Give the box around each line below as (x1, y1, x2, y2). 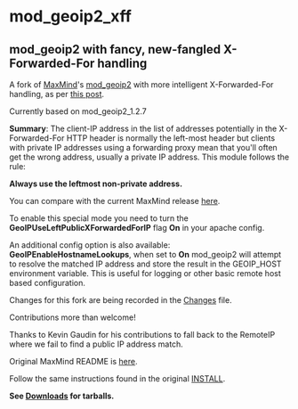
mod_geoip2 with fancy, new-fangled (9, 42, 221, 57)
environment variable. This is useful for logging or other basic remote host (9, 268, 282, 278)
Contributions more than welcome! (9, 312, 136, 323)
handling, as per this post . (9, 89, 105, 99)
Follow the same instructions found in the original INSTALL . (9, 373, 226, 384)
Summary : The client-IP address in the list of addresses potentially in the (9, 123, 278, 134)
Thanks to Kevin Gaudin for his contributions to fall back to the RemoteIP (9, 330, 276, 339)
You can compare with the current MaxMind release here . (9, 196, 221, 206)
